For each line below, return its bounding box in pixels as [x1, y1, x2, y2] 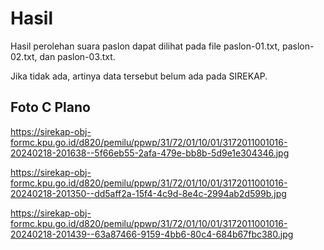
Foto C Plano [10, 99, 91, 116]
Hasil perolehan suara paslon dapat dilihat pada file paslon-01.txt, [10, 40, 281, 52]
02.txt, [10, 50, 38, 62]
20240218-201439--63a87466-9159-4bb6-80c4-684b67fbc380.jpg [10, 228, 294, 240]
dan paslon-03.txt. [39, 50, 116, 62]
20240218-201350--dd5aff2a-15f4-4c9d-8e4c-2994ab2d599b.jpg [10, 187, 287, 199]
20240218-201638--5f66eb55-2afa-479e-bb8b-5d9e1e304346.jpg [10, 147, 290, 159]
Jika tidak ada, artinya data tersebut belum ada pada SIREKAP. [10, 70, 268, 82]
